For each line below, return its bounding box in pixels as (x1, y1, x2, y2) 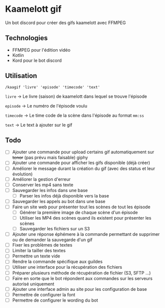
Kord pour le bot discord (12, 57, 62, 63)
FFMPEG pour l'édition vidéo (12, 47, 70, 53)
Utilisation (5, 72, 37, 80)
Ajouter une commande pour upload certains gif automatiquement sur (12, 149, 154, 155)
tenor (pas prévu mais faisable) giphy (12, 155, 88, 161)
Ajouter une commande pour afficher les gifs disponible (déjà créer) (12, 160, 150, 166)
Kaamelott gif (5, 3, 62, 15)
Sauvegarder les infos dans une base (12, 187, 88, 193)
